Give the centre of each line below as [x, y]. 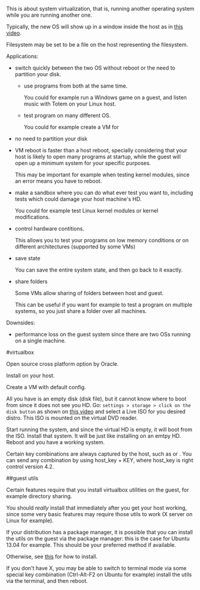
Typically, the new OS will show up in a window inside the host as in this [95, 27]
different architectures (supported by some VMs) [75, 246]
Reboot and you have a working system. [56, 442]
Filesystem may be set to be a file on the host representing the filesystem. [97, 45]
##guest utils [22, 478]
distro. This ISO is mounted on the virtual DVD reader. [72, 418]
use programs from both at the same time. [76, 86]
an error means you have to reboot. [58, 181]
